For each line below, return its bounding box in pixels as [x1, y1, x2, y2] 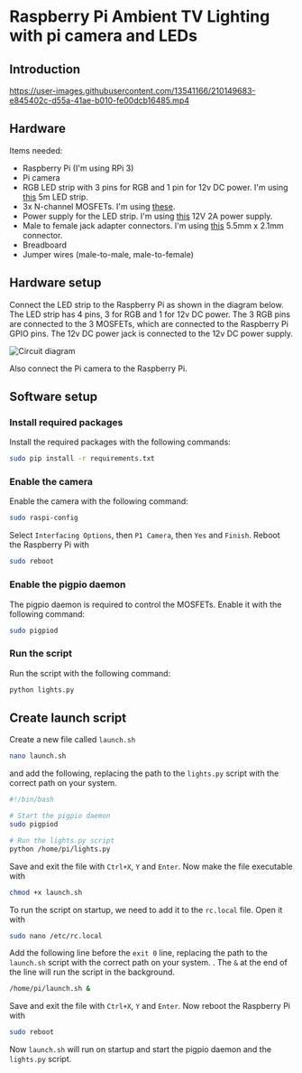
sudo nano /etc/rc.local [9, 931, 103, 940]
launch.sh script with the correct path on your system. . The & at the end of [9, 957, 288, 968]
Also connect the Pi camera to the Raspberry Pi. [9, 363, 188, 374]
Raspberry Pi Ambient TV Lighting [9, 6, 270, 27]
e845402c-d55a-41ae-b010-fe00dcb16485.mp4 [9, 95, 189, 106]
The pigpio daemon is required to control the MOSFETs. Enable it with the [9, 599, 282, 610]
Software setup [9, 389, 98, 405]
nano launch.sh [9, 751, 67, 760]
